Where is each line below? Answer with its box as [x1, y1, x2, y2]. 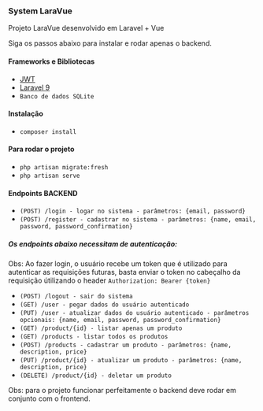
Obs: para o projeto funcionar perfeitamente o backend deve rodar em [8, 386, 236, 395]
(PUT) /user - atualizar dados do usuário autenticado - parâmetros [19, 309, 250, 317]
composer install [19, 128, 77, 135]
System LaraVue [8, 6, 73, 17]
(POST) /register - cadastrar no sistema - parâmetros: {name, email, [19, 216, 257, 224]
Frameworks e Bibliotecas [8, 57, 95, 66]
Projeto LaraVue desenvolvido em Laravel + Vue [8, 24, 165, 33]
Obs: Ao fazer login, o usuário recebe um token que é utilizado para [8, 259, 228, 268]
